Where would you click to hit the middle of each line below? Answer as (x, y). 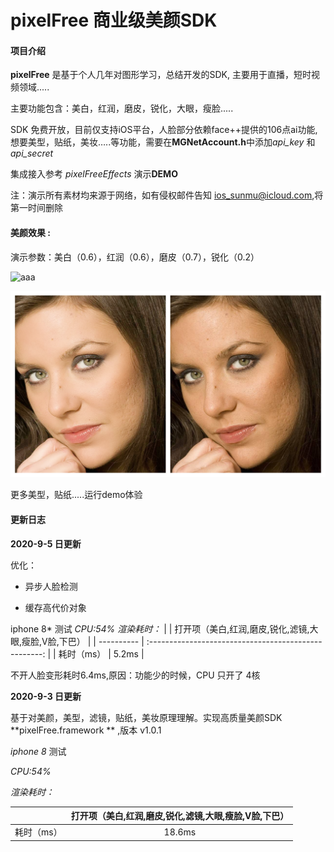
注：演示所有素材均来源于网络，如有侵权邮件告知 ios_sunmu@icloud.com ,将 (167, 195)
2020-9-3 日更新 (46, 696)
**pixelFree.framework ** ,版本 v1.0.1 (86, 730)
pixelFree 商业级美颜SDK (114, 20)
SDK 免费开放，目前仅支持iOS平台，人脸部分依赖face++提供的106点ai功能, (164, 130)
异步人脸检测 (51, 586)
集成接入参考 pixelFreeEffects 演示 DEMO (94, 174)
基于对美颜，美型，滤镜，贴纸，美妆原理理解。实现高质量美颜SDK (146, 717)
